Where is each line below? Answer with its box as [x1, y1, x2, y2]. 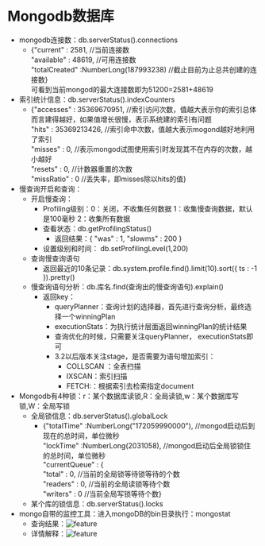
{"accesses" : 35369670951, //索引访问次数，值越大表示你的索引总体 [30, 104, 257, 114]
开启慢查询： [30, 194, 73, 203]
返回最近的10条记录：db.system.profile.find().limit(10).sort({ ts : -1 [42, 263, 257, 273]
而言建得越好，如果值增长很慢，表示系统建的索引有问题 [30, 114, 212, 124]
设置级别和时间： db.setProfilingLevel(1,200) [42, 243, 189, 253]
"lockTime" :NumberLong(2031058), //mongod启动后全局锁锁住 [42, 440, 252, 450]
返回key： [42, 292, 76, 301]
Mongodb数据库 [7, 7, 114, 25]
